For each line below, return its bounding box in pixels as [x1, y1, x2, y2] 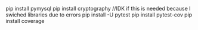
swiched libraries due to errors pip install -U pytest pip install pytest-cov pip [5, 11, 193, 18]
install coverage [5, 18, 45, 24]
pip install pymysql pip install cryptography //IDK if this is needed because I [5, 5, 191, 12]
